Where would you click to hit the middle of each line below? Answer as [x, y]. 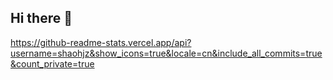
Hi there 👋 [41, 18]
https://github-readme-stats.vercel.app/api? [101, 42]
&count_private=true [52, 63]
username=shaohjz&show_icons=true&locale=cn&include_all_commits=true [166, 53]
